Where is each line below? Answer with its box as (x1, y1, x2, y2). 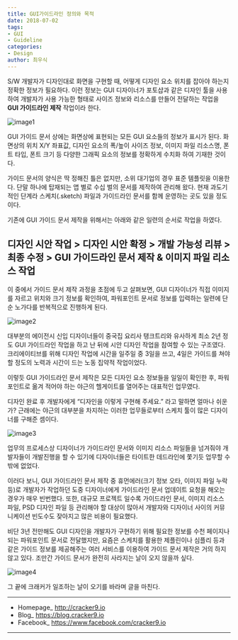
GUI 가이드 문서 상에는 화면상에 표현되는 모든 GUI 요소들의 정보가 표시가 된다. (7, 132, 222, 140)
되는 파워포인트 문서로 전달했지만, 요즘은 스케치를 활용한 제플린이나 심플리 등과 (7, 536, 225, 544)
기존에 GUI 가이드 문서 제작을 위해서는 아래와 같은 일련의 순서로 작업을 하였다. (7, 215, 222, 224)
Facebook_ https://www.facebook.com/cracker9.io (17, 618, 166, 627)
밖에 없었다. (7, 461, 40, 470)
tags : (7, 23, 23, 30)
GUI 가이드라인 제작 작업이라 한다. (7, 103, 101, 112)
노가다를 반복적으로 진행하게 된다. (14, 303, 108, 311)
